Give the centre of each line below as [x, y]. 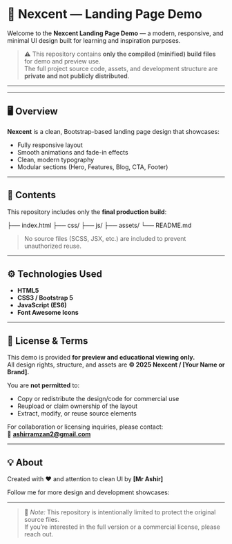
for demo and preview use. [62, 61]
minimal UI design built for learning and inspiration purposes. [94, 40]
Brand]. [18, 372]
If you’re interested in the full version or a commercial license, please [122, 527]
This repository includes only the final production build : [87, 212]
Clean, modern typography [56, 159]
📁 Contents [32, 195]
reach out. [39, 534]
